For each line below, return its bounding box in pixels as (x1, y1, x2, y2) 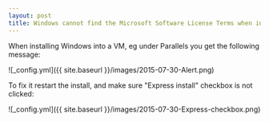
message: (8, 49, 41, 59)
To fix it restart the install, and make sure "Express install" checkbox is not (8, 81, 253, 90)
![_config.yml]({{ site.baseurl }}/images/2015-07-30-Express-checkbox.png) (8, 104, 261, 114)
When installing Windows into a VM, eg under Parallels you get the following (8, 41, 260, 50)
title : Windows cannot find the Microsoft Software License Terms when (8, 19, 252, 27)
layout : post (8, 11, 52, 20)
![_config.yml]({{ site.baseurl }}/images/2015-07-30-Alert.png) (8, 65, 215, 74)
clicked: (8, 89, 34, 98)
